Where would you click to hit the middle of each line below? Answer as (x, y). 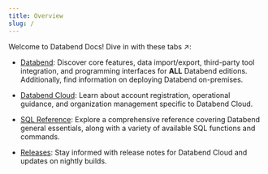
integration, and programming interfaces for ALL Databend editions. (134, 70)
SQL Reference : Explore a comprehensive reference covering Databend (140, 119)
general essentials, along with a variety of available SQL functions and (138, 128)
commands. (40, 136)
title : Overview (36, 16)
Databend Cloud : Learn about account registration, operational (125, 95)
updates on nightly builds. (63, 161)
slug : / (22, 23)
